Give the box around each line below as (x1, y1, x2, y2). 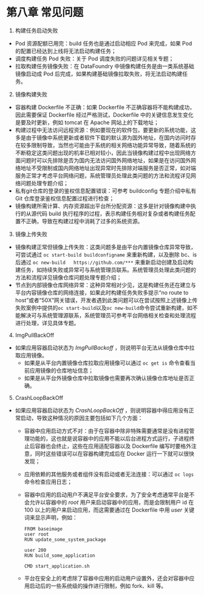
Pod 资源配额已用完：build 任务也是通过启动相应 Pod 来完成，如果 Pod (15, 40, 192, 47)
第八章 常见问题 (6, 5, 84, 19)
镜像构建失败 (15, 91, 47, 98)
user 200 (24, 547, 47, 553)
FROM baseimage (24, 526, 63, 532)
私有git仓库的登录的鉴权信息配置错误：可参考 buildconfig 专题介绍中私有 (15, 187, 197, 194)
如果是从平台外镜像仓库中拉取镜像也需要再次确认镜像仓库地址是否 (24, 374, 189, 382)
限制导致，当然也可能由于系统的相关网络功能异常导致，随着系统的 (31, 141, 196, 149)
